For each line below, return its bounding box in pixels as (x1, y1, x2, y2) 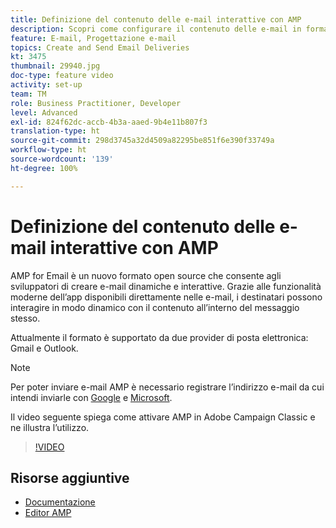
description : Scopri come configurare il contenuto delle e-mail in (10, 24, 302, 34)
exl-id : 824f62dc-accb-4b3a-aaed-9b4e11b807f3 (10, 117, 208, 127)
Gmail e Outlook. (10, 342, 79, 354)
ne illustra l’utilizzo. (10, 421, 90, 433)
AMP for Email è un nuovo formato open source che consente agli (10, 269, 282, 281)
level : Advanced (10, 107, 78, 118)
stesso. (10, 312, 41, 324)
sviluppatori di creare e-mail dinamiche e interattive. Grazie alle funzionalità (10, 280, 322, 292)
